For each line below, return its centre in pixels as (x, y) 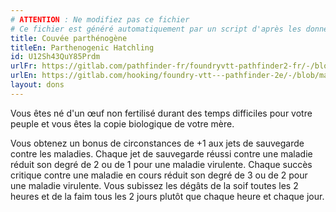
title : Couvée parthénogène (69, 38)
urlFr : (24, 66)
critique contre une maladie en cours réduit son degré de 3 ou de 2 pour (159, 175)
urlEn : (24, 76)
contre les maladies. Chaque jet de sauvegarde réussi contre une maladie (161, 153)
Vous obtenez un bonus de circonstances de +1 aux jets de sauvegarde (157, 143)
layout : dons (37, 85)
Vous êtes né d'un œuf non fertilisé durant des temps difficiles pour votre (161, 113)
